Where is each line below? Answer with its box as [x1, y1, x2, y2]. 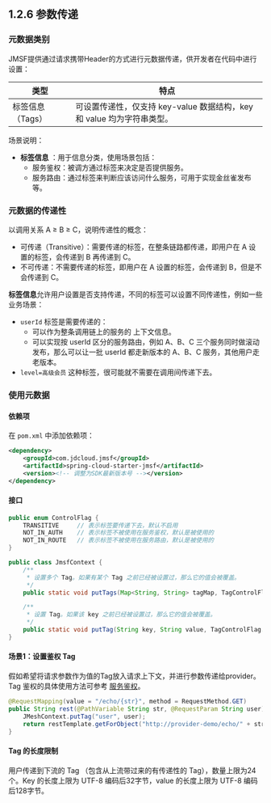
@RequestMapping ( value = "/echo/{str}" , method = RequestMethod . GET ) [8, 698, 248, 706]
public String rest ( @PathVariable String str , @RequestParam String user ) [8, 704, 265, 713]
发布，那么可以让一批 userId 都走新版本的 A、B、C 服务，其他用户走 [31, 347, 261, 357]
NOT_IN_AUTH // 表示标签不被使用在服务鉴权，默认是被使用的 [23, 529, 215, 537]
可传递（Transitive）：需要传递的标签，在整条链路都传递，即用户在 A [19, 242, 248, 251]
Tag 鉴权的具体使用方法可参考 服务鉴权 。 [8, 682, 145, 691]
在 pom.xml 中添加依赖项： [8, 431, 94, 441]
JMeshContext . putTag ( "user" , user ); [23, 712, 147, 721]
